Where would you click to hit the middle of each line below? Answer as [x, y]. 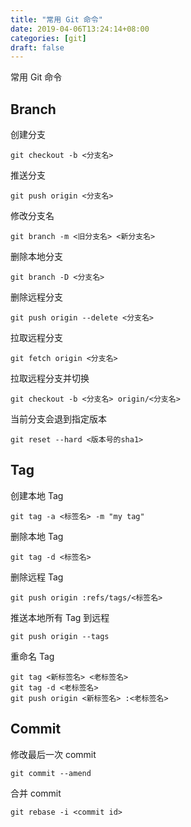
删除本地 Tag [37, 536]
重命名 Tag [32, 656]
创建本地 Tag [37, 495]
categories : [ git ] [48, 38]
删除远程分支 [36, 297]
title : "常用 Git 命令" [56, 19]
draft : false [37, 47]
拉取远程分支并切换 [50, 378]
